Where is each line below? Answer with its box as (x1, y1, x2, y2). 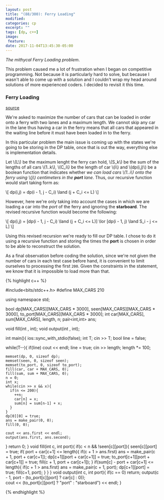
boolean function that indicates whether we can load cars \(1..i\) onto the (5, 169, 152, 175)
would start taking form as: (5, 180, 60, 185)
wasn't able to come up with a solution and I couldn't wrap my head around (5, 76, 157, 82)
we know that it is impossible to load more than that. (5, 268, 110, 274)
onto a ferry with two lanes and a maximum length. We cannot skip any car (5, 119, 156, 125)
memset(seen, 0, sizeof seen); (5, 358, 69, 363)
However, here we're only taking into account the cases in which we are (5, 198, 150, 204)
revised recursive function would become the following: (5, 209, 117, 215)
